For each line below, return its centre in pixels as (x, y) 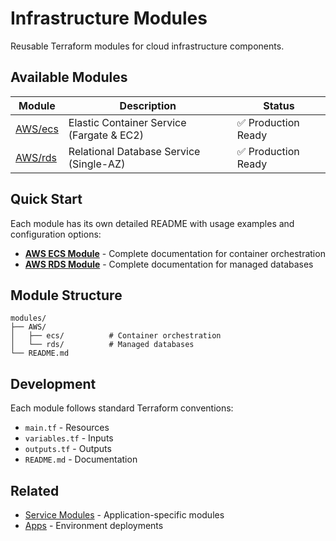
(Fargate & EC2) (106, 135)
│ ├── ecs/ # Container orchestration (116, 336)
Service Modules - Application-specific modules (124, 515)
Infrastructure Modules (109, 18)
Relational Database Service (134, 151)
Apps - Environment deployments (94, 525)
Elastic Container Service (127, 122)
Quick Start (46, 199)
